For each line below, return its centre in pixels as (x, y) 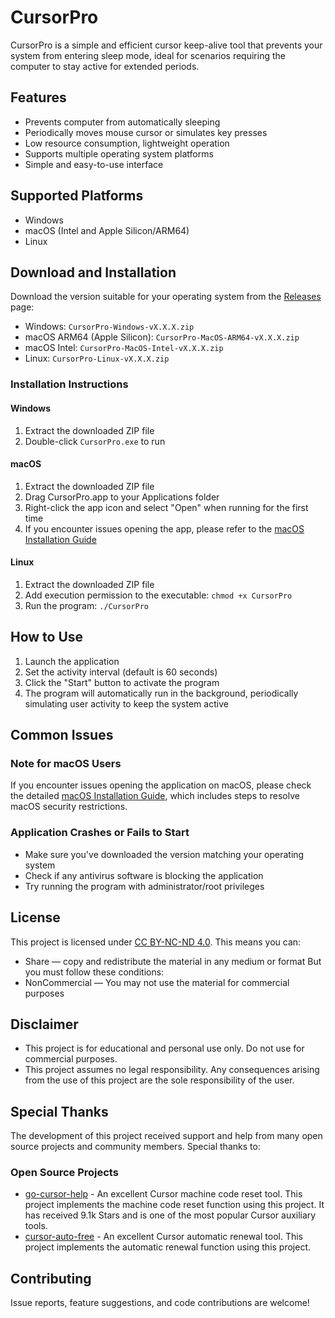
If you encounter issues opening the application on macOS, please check (161, 785)
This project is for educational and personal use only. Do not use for (164, 1048)
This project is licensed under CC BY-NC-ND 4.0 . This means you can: (156, 942)
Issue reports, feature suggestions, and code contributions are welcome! (160, 1303)
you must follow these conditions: (94, 972)
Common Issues (62, 735)
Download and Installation (93, 272)
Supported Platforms (77, 196)
